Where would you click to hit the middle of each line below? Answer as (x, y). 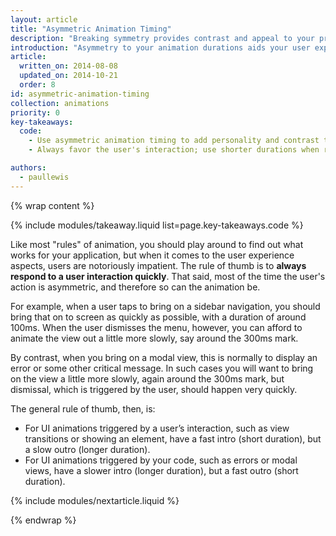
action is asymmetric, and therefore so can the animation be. (135, 287)
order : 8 (37, 85)
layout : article (44, 19)
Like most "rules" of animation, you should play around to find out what (157, 244)
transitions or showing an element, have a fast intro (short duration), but (173, 438)
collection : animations (60, 103)
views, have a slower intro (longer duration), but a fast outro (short (161, 470)
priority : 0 (35, 112)
